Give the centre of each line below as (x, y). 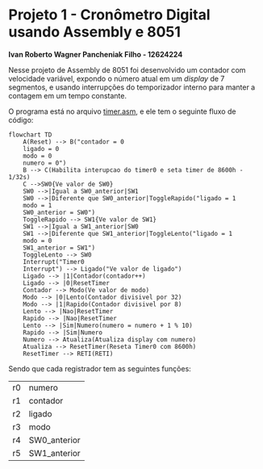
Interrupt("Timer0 (54, 262)
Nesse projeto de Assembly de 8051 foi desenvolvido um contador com (127, 69)
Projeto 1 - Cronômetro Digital (110, 15)
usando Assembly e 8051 (95, 32)
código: (21, 119)
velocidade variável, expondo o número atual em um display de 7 (117, 78)
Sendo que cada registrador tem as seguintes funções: (100, 368)
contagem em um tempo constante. (68, 95)
